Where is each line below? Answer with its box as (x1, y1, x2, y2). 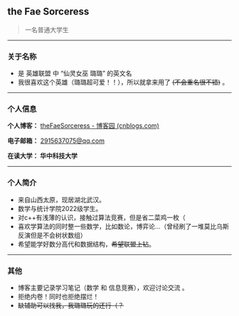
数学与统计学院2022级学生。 (17, 204, 102, 212)
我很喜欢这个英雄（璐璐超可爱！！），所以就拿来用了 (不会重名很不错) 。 (17, 78, 229, 87)
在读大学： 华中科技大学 (7, 152, 78, 160)
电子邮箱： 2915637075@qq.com (7, 136, 105, 145)
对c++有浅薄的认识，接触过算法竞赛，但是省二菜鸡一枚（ (17, 213, 186, 222)
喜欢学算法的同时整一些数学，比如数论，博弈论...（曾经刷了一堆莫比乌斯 (17, 222, 229, 230)
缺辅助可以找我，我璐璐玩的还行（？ (17, 301, 124, 310)
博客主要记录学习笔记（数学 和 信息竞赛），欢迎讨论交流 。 (17, 283, 188, 292)
